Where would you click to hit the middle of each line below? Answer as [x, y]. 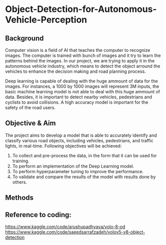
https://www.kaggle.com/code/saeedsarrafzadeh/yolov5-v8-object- [75, 232]
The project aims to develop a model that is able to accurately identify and [81, 135]
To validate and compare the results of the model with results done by [84, 177]
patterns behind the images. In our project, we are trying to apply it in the [80, 61]
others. [20, 182]
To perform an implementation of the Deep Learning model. [73, 166]
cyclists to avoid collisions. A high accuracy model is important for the [77, 102]
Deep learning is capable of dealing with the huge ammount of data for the [82, 81]
